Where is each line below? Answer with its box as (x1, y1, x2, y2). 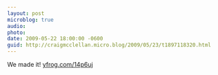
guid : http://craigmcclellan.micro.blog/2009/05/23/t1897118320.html (7, 42, 212, 48)
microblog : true (7, 16, 54, 23)
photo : (7, 29, 26, 36)
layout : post (7, 10, 45, 17)
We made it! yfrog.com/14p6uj (7, 61, 93, 68)
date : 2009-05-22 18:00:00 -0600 (7, 35, 103, 42)
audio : (7, 22, 26, 29)
